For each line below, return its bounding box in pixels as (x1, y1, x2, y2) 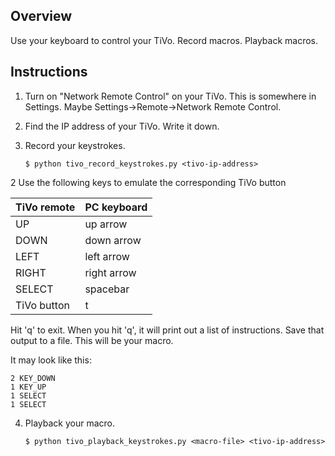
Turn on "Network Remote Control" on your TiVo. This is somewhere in (24, 90, 317, 102)
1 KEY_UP (10, 382, 47, 392)
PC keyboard (84, 200, 148, 214)
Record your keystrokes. (24, 139, 126, 151)
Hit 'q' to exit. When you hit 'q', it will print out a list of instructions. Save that (10, 324, 325, 336)
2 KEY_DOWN (10, 373, 56, 383)
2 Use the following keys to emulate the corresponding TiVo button (10, 176, 287, 188)
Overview (10, 8, 73, 25)
